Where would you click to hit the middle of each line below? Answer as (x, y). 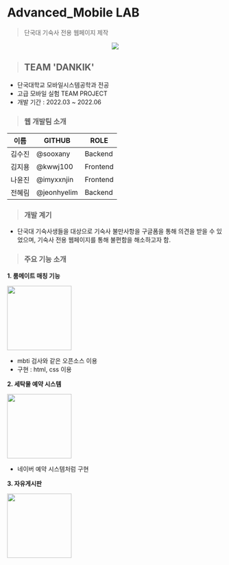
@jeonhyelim (57, 192)
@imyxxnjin (55, 180)
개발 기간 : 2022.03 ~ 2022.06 (59, 102)
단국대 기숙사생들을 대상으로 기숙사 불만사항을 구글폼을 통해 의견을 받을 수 (116, 231)
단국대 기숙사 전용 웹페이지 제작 (66, 32)
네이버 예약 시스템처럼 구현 (53, 469)
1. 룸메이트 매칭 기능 (34, 275)
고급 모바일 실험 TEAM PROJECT (62, 93)
